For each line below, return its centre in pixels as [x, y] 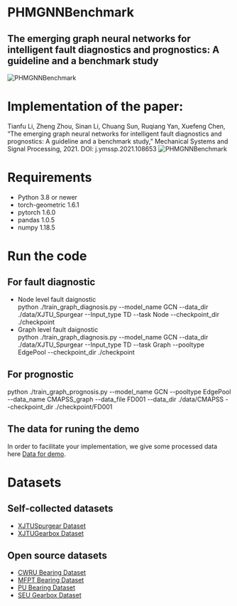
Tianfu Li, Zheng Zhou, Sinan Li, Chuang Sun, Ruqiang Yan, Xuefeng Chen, [116, 126]
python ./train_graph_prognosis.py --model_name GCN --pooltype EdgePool [119, 391]
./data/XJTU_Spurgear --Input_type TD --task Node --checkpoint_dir [118, 314]
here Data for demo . [37, 454]
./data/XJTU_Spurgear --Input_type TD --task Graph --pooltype [111, 345]
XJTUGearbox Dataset [50, 533]
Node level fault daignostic [57, 299]
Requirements [50, 178]
